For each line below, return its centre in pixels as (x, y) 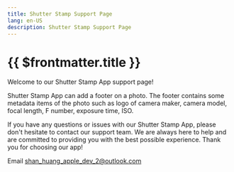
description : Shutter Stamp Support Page (69, 27)
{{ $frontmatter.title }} (74, 62)
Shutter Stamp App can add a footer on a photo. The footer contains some (116, 96)
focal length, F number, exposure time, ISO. (71, 111)
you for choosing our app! (45, 147)
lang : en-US (25, 21)
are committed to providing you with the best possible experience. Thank (114, 140)
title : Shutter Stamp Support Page (60, 14)
